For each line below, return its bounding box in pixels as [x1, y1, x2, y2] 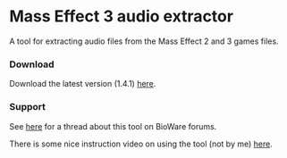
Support [9, 101, 46, 113]
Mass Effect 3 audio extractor [9, 6, 234, 27]
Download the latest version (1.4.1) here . [9, 79, 156, 89]
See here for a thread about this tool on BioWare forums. [9, 121, 217, 131]
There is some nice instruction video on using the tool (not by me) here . [9, 138, 273, 149]
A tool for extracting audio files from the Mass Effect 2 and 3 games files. [9, 36, 279, 46]
